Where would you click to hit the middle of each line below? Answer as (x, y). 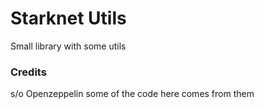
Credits (28, 72)
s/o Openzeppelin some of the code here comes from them (132, 94)
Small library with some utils (68, 46)
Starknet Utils (68, 18)
